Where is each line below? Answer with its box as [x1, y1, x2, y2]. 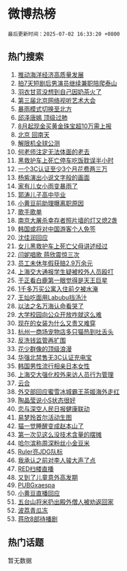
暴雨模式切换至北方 [17, 104, 72, 113]
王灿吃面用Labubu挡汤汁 [17, 293, 87, 302]
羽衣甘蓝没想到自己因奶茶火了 [17, 87, 102, 96]
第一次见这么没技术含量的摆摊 [17, 430, 102, 439]
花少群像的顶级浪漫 [17, 344, 72, 353]
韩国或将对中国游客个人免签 [17, 224, 96, 233]
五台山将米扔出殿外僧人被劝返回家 [17, 498, 114, 506]
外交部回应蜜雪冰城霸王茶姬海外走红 [17, 387, 120, 396]
